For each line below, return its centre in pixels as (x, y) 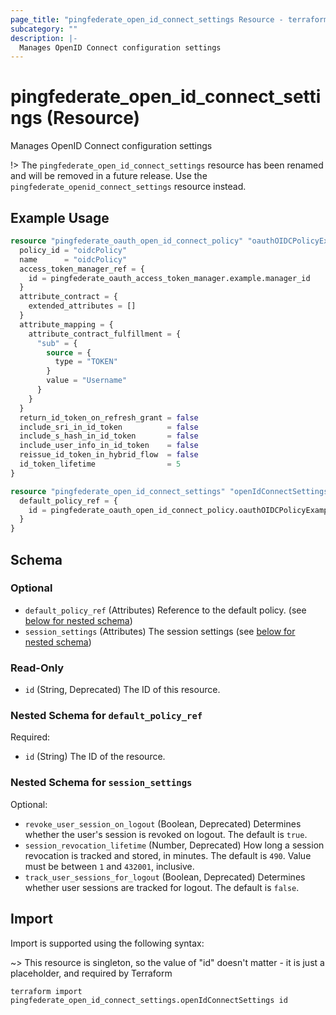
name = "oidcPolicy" (73, 259)
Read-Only (37, 668)
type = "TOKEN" (86, 362)
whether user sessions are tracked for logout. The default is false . (162, 887)
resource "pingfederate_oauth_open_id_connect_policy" (127, 241)
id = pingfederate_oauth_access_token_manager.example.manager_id (169, 278)
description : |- (44, 38)
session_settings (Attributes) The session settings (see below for (160, 631)
